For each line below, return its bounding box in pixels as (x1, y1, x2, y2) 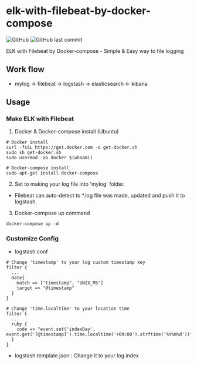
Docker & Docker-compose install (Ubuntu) (14, 128, 119, 135)
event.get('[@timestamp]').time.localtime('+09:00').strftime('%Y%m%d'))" (6, 331, 193, 337)
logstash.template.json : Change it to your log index (14, 351, 139, 359)
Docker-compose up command (14, 210, 90, 217)
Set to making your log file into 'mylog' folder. (14, 180, 125, 187)
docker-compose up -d (6, 221, 59, 227)
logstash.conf (14, 248, 48, 255)
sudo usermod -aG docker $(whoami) (6, 155, 93, 161)
